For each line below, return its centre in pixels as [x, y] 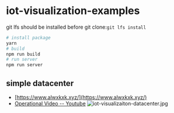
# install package [28, 37]
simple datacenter [40, 83]
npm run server [25, 65]
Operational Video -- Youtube [50, 103]
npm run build [23, 54]
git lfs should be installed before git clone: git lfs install [76, 27]
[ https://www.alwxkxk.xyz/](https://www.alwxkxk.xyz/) [81, 97]
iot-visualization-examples [73, 11]
